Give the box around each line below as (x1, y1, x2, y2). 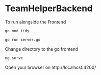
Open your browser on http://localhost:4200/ (5, 64, 96, 70)
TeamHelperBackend (5, 3, 93, 14)
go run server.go (5, 37, 41, 42)
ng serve (5, 56, 23, 60)
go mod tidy (5, 28, 29, 33)
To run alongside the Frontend (5, 19, 66, 25)
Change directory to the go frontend (5, 46, 78, 52)
